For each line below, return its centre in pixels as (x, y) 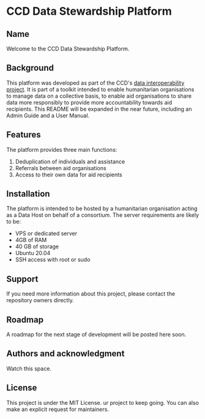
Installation (28, 194)
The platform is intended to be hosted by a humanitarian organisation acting (102, 209)
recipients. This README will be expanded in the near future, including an (99, 109)
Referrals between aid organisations (61, 168)
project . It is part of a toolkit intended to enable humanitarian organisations (100, 89)
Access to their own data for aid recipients (69, 174)
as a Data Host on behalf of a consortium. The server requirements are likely (102, 215)
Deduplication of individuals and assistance (70, 162)
